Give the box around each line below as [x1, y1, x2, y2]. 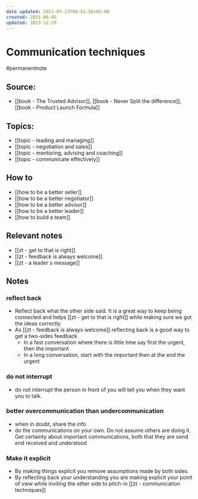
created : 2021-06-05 [6, 14, 57, 20]
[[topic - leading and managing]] [14, 137, 95, 144]
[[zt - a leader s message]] [14, 259, 80, 266]
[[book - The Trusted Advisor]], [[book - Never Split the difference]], [14, 98, 181, 105]
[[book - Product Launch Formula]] [14, 104, 100, 111]
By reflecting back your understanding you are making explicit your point [14, 474, 193, 481]
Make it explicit [6, 454, 51, 462]
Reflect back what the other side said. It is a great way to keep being [14, 307, 182, 314]
